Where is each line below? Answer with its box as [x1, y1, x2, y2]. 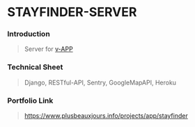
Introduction [7, 29, 50, 39]
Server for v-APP [24, 45, 73, 53]
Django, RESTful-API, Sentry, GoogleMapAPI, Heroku [24, 78, 176, 87]
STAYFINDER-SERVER [7, 4, 137, 20]
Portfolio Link [7, 96, 54, 105]
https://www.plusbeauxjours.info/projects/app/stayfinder [24, 112, 188, 120]
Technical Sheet [7, 62, 63, 72]
